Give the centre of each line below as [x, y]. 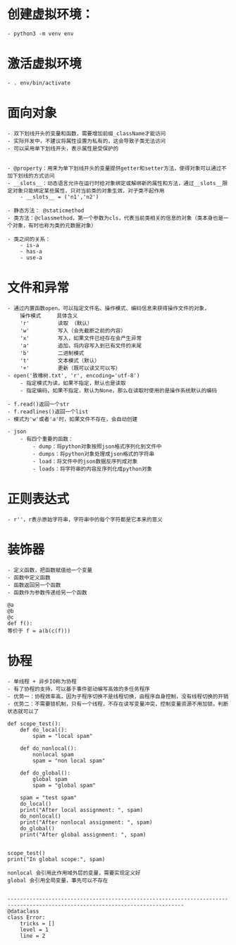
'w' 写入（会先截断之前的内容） [73, 331]
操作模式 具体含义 [49, 315]
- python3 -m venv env [41, 33]
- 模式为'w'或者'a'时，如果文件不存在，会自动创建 [73, 419]
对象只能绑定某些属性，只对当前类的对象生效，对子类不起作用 [88, 191]
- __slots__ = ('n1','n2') [60, 197]
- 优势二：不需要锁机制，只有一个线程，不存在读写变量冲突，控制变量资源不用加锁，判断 [118, 704]
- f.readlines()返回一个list [48, 412]
